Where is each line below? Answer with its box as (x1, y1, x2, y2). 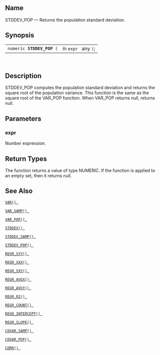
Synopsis (5, 31, 34, 40)
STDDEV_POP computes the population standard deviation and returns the (5, 85, 155, 91)
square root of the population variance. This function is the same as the (5, 90, 149, 96)
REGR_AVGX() (5, 277, 29, 282)
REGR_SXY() (5, 268, 27, 273)
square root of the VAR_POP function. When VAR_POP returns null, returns (5, 95, 155, 101)
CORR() (5, 345, 19, 351)
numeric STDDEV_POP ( (7, 46, 58, 51)
